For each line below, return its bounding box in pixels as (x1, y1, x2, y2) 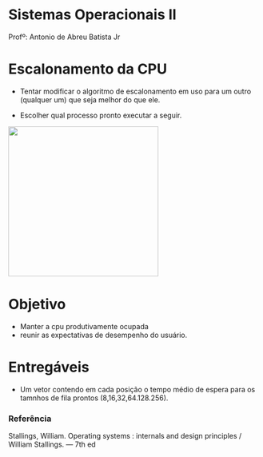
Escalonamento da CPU (8, 60, 168, 78)
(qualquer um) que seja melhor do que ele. (19, 94, 161, 105)
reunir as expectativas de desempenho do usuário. (19, 330, 188, 340)
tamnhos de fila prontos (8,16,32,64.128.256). (19, 393, 169, 403)
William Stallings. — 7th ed (8, 439, 96, 449)
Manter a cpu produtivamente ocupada (19, 321, 149, 331)
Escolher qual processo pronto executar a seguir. (19, 110, 182, 120)
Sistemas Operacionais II (8, 6, 177, 24)
